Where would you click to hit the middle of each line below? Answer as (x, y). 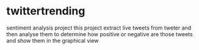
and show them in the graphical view (52, 40)
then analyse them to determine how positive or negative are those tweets (100, 34)
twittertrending (46, 11)
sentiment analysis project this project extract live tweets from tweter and (99, 28)
